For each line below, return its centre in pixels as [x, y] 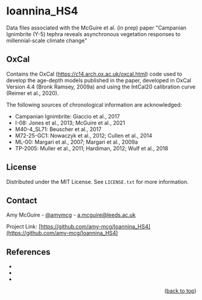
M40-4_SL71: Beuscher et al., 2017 [58, 129]
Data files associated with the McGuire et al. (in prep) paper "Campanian [96, 28]
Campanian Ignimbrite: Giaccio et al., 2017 [68, 116]
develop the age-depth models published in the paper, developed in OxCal [99, 80]
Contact [22, 201]
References [28, 252]
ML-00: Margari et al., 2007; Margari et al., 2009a [76, 142]
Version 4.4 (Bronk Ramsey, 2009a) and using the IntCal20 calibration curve [101, 87]
